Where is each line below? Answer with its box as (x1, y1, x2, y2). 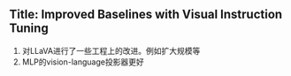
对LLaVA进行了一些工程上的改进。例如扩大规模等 (21, 45, 201, 56)
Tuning (9, 21, 49, 36)
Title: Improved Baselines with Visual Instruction (9, 7, 283, 22)
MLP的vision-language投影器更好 (21, 57, 144, 67)
